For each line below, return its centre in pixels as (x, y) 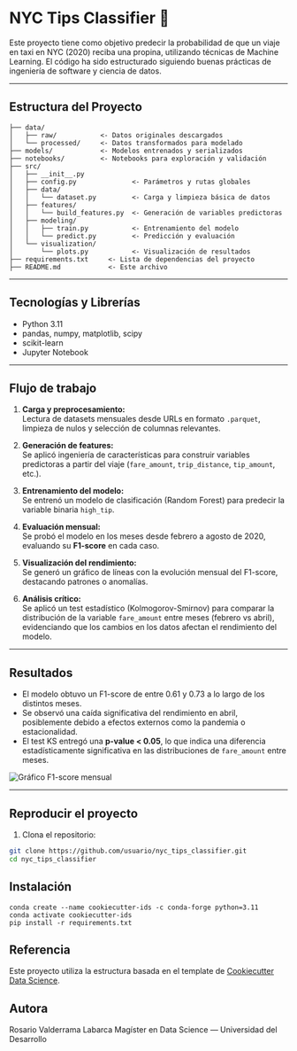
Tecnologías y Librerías (75, 303)
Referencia (40, 950)
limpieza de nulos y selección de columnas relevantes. (121, 428)
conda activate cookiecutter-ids (71, 915)
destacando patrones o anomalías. (85, 582)
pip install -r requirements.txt (71, 923)
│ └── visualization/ (53, 244)
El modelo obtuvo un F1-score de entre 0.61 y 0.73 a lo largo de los (143, 694)
